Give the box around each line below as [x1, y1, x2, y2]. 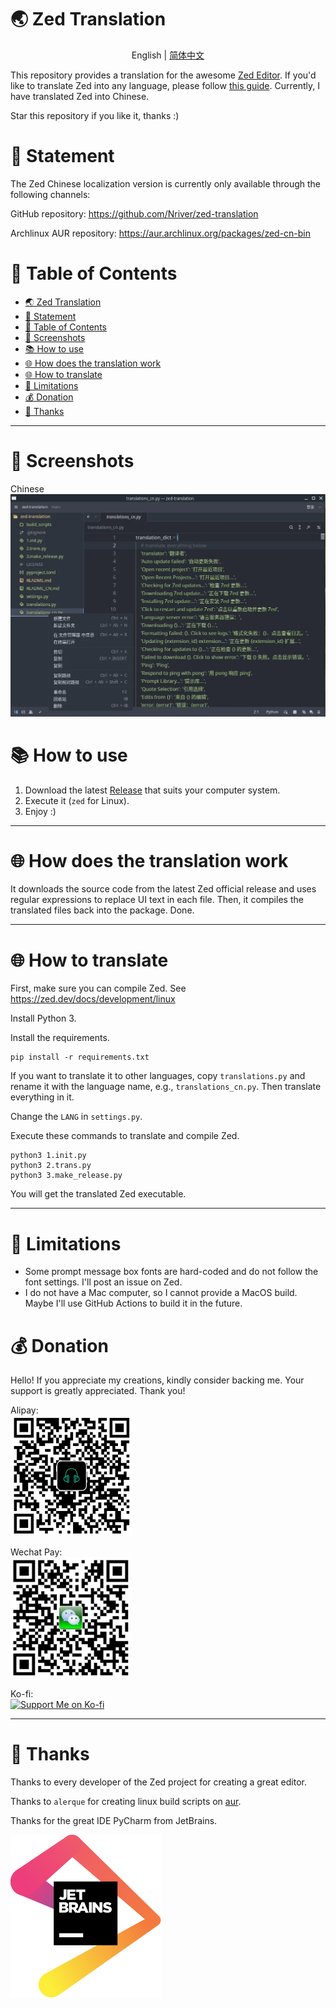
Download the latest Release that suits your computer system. [24, 784, 281, 796]
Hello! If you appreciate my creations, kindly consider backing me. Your [10, 1374, 305, 1386]
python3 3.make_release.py [10, 1171, 123, 1181]
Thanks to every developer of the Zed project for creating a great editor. [10, 1776, 307, 1788]
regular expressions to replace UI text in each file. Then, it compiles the [10, 894, 304, 906]
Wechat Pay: [10, 1546, 63, 1558]
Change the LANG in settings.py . [10, 1111, 143, 1123]
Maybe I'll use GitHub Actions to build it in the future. [24, 1297, 243, 1310]
